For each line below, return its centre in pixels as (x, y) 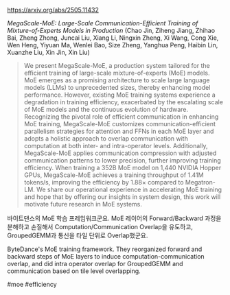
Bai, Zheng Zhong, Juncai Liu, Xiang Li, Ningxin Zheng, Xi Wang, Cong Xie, (113, 38)
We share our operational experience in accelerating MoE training (129, 189)
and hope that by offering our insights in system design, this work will (122, 197)
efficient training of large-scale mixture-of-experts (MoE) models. (117, 73)
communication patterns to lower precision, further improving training (122, 160)
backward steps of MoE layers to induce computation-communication (106, 256)
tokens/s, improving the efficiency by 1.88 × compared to (104, 182)
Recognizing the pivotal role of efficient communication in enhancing (121, 117)
